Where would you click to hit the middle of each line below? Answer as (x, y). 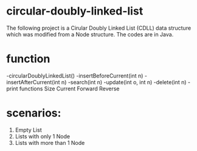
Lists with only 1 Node (43, 136)
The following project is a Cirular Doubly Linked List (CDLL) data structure (99, 28)
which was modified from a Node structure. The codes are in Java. (90, 34)
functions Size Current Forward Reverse (69, 89)
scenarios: (34, 113)
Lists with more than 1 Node (50, 143)
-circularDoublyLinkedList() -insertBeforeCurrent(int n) (75, 75)
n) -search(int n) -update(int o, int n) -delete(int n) (124, 82)
